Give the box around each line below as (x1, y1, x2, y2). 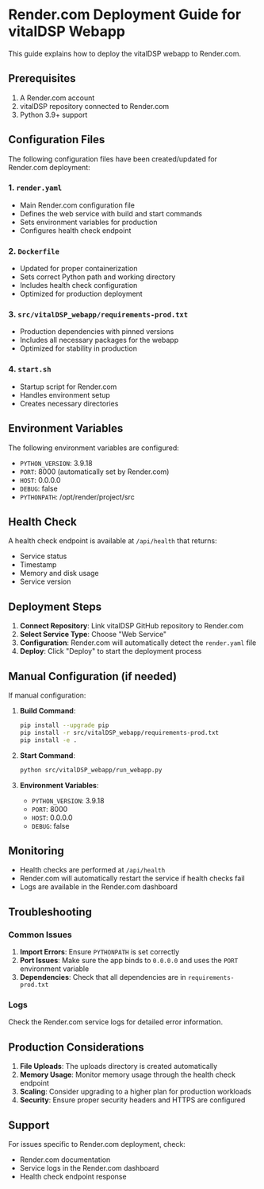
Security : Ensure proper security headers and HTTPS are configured (19, 1095, 246, 1105)
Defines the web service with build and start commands (19, 208, 202, 218)
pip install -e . (19, 736, 78, 744)
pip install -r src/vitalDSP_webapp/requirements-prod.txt (19, 729, 220, 736)
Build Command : (19, 706, 76, 715)
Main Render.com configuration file (19, 200, 135, 210)
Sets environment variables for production (19, 217, 158, 227)
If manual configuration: (8, 690, 86, 700)
